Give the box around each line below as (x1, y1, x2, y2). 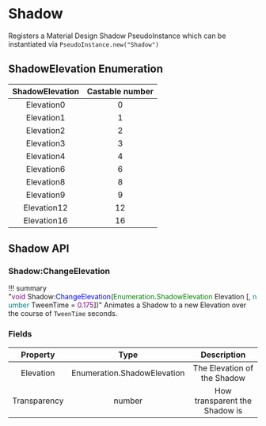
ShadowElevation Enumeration (8, 63, 164, 76)
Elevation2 (26, 124, 66, 135)
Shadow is (203, 405, 243, 416)
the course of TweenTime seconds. (8, 309, 118, 318)
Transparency (12, 395, 64, 406)
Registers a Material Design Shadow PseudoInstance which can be (8, 31, 226, 40)
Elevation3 (26, 138, 66, 149)
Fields (8, 329, 32, 340)
